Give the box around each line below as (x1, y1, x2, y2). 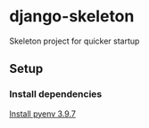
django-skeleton (9, 6, 135, 27)
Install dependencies (9, 88, 103, 100)
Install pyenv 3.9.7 (9, 108, 76, 119)
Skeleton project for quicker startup (9, 36, 140, 46)
